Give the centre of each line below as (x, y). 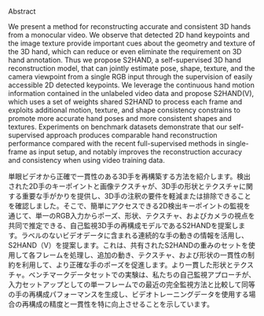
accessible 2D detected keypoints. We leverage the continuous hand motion (132, 85)
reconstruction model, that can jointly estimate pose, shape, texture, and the (132, 68)
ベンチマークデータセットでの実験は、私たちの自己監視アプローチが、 (142, 275)
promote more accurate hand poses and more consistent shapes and (120, 118)
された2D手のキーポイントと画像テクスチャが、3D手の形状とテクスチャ (124, 186)
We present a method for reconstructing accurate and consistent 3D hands (130, 26)
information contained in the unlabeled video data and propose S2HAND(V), (131, 93)
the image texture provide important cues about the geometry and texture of (132, 43)
